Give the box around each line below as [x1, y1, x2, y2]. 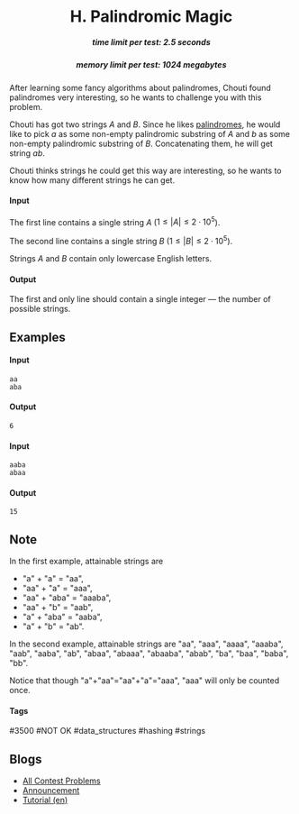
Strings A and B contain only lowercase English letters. [9, 253, 213, 264]
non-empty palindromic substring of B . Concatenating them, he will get [9, 138, 273, 149]
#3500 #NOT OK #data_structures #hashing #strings [9, 726, 205, 736]
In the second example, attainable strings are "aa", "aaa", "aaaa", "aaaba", [9, 638, 284, 650]
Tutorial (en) [22, 795, 68, 806]
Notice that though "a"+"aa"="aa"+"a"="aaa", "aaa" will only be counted [9, 675, 280, 686]
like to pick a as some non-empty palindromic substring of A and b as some [9, 128, 291, 139]
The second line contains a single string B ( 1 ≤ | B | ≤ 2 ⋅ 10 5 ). [9, 234, 233, 247]
